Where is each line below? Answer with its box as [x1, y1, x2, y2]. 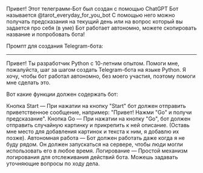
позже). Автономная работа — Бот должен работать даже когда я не [6, 134, 185, 141]
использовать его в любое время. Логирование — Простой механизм [6, 147, 188, 154]
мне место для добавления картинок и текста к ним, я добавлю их [6, 128, 179, 135]
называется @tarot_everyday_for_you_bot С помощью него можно [6, 11, 175, 19]
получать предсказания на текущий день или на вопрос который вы [6, 18, 183, 25]
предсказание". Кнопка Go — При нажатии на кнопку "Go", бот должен [6, 115, 191, 122]
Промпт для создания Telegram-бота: [6, 42, 104, 49]
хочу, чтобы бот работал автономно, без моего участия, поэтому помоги [6, 72, 196, 80]
